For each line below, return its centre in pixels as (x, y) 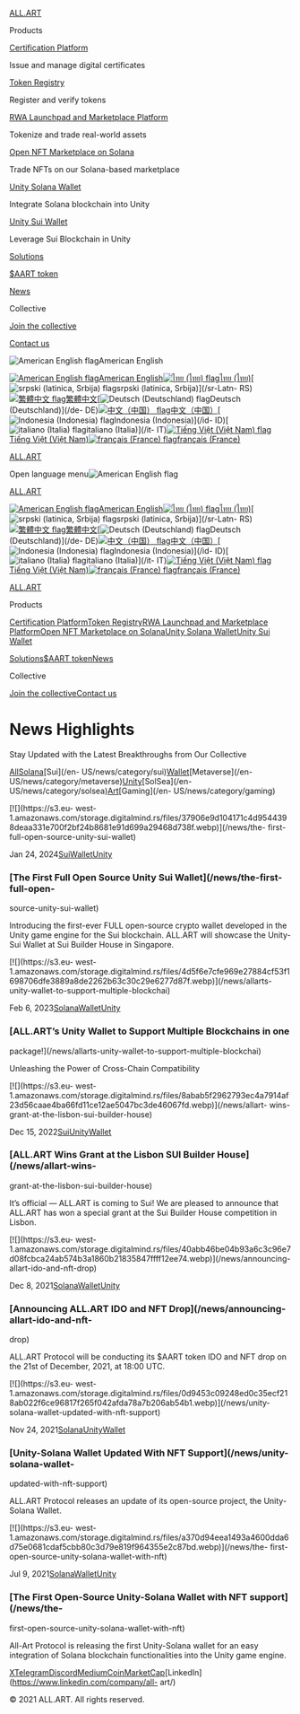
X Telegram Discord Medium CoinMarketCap (87, 1672)
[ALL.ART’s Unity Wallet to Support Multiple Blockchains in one (150, 1031)
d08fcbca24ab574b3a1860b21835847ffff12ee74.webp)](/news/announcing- (150, 1258)
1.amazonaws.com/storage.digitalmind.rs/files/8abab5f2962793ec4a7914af (149, 1095)
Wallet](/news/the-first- (228, 877)
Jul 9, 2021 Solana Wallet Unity (63, 1574)
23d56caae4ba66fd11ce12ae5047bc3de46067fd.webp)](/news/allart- (138, 1105)
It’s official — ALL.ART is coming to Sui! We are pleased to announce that (144, 1202)
